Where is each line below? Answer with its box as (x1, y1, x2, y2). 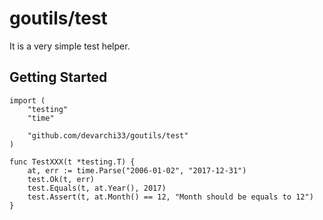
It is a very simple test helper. (9, 40, 131, 52)
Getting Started (9, 69, 108, 86)
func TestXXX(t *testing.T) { (9, 157, 136, 167)
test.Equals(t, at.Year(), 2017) (27, 183, 167, 193)
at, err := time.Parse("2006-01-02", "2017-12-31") (27, 165, 247, 176)
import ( (9, 95, 46, 106)
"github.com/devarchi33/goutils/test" (27, 130, 189, 141)
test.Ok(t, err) (27, 174, 96, 184)
